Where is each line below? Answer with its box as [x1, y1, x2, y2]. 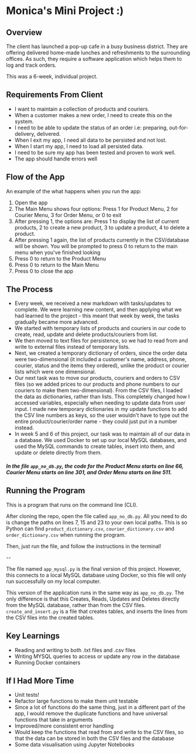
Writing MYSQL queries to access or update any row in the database [14, 653, 180, 660]
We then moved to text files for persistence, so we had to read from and [14, 337, 188, 344]
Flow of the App [6, 172, 66, 182]
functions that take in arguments [14, 716, 93, 724]
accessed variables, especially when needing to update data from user [14, 399, 186, 406]
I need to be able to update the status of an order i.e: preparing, [14, 124, 169, 131]
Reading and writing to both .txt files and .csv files [14, 646, 136, 653]
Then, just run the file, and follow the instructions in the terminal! [6, 543, 162, 550]
